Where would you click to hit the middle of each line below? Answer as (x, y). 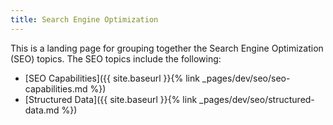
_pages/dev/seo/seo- (246, 78)
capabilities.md (56, 88)
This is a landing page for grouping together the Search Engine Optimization (167, 48)
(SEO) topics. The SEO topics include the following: (116, 58)
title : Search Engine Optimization (84, 19)
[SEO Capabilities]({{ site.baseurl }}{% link (112, 78)
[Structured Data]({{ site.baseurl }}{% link (111, 99)
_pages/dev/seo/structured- (257, 99)
